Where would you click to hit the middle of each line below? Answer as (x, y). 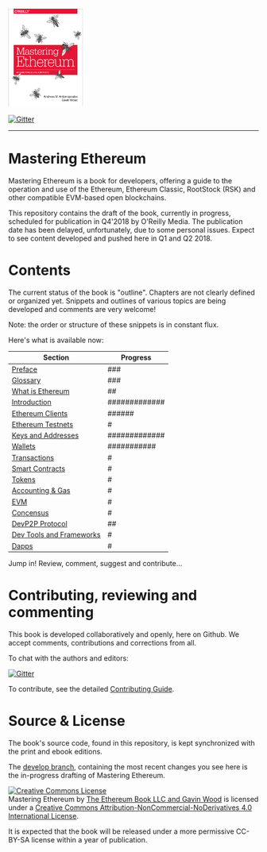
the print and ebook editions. (56, 752)
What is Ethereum (41, 391)
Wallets (23, 446)
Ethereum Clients (40, 413)
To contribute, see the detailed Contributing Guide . (91, 689)
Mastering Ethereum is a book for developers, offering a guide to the (120, 180)
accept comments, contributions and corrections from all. (103, 643)
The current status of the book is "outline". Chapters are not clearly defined (132, 292)
